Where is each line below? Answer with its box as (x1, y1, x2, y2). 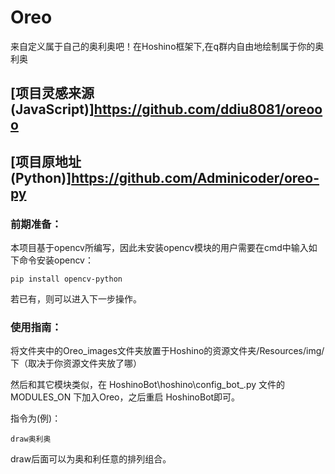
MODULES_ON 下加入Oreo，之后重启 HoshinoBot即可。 (10, 391, 241, 403)
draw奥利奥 (10, 434, 52, 445)
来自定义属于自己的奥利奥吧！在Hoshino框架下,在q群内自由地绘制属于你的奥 (10, 40, 325, 52)
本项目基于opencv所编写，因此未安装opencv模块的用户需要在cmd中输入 (10, 242, 309, 254)
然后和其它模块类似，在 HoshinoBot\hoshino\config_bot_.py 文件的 (10, 379, 285, 391)
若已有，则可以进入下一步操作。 (10, 293, 142, 305)
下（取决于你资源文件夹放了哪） (10, 357, 142, 370)
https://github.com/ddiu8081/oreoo (93, 101, 323, 118)
